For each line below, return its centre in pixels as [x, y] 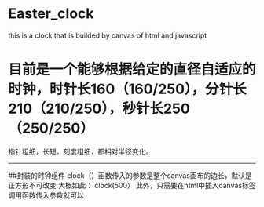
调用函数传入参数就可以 [46, 195]
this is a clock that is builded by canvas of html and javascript [108, 35]
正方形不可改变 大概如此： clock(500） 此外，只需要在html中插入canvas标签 [132, 185]
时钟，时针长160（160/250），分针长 [128, 89]
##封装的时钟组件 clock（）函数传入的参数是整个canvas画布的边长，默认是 [130, 175]
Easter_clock [51, 14]
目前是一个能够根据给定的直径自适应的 [132, 69]
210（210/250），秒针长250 [99, 109]
